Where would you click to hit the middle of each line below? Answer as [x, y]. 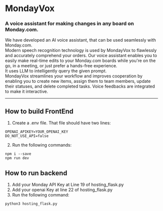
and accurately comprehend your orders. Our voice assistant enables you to [81, 56]
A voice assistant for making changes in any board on [70, 24]
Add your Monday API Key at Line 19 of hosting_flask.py [68, 185]
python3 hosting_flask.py [31, 204]
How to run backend [36, 173]
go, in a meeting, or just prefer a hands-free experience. [61, 66]
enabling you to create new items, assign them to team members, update [78, 81]
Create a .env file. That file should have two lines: [61, 123]
